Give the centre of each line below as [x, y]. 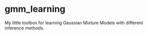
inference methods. [25, 28]
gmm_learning [35, 9]
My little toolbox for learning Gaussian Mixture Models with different [74, 23]
